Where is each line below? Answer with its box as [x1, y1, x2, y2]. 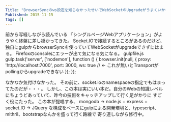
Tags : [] [5, 17, 24, 22]
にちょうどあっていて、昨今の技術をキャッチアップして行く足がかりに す [5, 92, 158, 98]
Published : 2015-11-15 [5, 12, 53, 17]
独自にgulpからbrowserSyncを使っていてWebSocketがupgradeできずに [5, 44, 155, 50]
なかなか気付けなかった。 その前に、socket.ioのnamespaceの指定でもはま [5, 79, 161, 85]
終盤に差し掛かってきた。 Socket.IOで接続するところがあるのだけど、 [18, 38, 165, 44]
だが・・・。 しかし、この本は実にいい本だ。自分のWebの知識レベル [18, 86, 163, 92]
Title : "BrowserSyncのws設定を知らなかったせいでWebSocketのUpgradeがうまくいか [5, 7, 165, 13]
